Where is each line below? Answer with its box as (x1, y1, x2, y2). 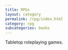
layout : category (5, 12, 41, 17)
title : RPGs (5, 7, 30, 12)
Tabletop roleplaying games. (5, 39, 64, 45)
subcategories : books (5, 26, 50, 31)
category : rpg (5, 21, 35, 26)
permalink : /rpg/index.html (5, 16, 64, 21)
